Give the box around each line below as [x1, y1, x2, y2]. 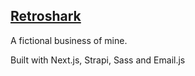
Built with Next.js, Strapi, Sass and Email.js [10, 54, 186, 66]
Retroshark [10, 8, 82, 25]
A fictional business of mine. [10, 34, 128, 46]
